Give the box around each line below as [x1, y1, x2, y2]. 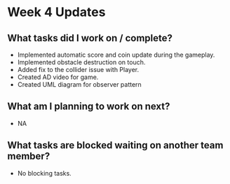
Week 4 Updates [7, 4, 106, 20]
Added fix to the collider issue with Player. [17, 66, 140, 73]
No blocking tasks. [17, 169, 72, 177]
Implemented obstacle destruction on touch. [17, 58, 146, 66]
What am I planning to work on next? [7, 101, 170, 113]
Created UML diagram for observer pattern [17, 80, 142, 88]
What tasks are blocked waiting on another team [7, 139, 224, 151]
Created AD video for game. [17, 73, 99, 81]
